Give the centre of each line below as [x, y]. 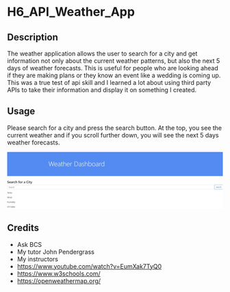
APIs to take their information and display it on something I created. [102, 90]
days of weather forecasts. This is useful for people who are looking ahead [113, 68]
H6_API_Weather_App [71, 12]
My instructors [37, 259]
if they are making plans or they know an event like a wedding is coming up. [114, 75]
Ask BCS [29, 244]
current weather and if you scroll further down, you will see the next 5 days [113, 135]
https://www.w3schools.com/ [59, 274]
